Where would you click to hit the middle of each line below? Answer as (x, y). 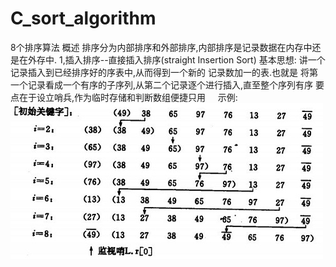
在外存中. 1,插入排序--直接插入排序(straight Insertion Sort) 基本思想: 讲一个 (172, 59)
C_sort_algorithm (83, 18)
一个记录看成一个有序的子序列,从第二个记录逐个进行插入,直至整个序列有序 (162, 84)
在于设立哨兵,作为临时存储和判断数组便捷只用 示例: (128, 97)
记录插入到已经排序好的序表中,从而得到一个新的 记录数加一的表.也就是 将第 (164, 72)
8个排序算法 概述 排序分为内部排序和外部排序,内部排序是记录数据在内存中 (161, 47)
